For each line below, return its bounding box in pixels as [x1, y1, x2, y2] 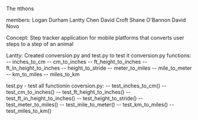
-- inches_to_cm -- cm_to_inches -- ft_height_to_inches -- [6, 59, 148, 65]
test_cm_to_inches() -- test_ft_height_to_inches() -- [6, 89, 131, 95]
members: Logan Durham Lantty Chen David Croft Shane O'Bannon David [6, 17, 186, 23]
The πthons [6, 5, 34, 12]
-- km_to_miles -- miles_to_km [6, 71, 80, 77]
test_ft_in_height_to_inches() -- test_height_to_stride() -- [6, 95, 144, 102]
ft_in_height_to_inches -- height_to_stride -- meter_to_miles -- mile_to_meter [6, 64, 192, 72]
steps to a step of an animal [6, 41, 74, 47]
